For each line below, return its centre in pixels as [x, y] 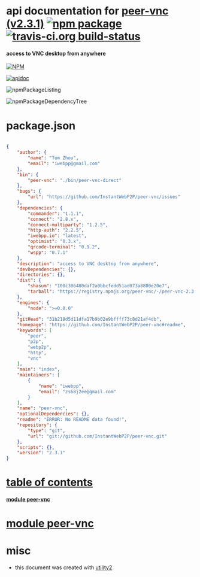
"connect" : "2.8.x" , [53, 219]
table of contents [50, 482]
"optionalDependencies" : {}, [53, 414]
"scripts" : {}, [36, 447]
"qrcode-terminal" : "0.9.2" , [64, 247]
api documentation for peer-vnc [87, 11]
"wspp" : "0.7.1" [48, 253]
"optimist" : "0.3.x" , [55, 242]
